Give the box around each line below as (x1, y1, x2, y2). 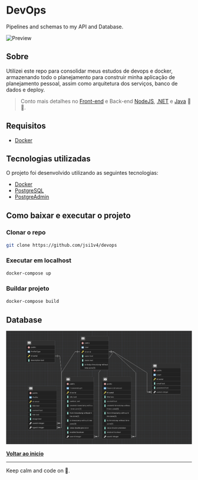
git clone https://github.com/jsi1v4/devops (6, 243, 117, 249)
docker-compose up (6, 270, 51, 276)
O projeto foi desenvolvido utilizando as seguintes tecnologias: (6, 169, 159, 177)
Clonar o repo (6, 228, 46, 236)
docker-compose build (6, 299, 60, 305)
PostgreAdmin (14, 193, 49, 201)
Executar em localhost (6, 256, 72, 265)
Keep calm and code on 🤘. (6, 467, 70, 474)
